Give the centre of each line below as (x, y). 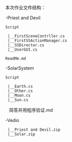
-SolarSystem (20, 68)
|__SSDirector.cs (26, 45)
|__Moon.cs (19, 95)
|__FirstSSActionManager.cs (37, 40)
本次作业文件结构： (26, 7)
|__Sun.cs (18, 100)
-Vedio (12, 120)
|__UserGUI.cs (22, 50)
